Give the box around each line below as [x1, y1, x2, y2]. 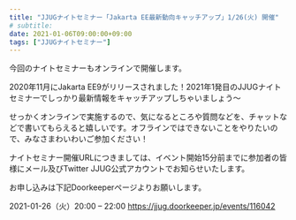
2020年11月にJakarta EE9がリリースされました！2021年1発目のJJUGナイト [9, 81, 282, 93]
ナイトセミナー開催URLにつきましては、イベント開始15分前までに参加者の [9, 152, 280, 163]
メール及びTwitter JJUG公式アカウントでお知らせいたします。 [24, 163, 250, 174]
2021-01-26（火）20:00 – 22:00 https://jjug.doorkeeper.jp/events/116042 [9, 201, 276, 212]
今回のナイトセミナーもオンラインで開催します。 [9, 63, 187, 73]
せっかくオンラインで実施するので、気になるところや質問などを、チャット [9, 111, 280, 122]
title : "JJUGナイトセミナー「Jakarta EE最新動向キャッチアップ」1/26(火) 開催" [9, 12, 280, 22]
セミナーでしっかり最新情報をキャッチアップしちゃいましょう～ [9, 93, 241, 103]
